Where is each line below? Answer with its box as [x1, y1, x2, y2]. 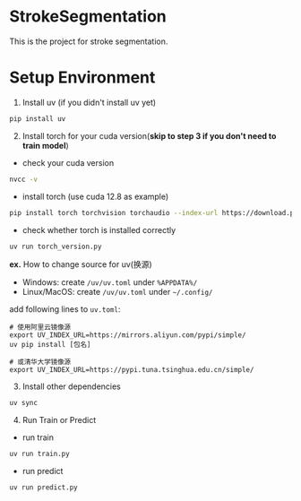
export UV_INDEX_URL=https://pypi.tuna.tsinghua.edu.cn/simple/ [9, 366, 254, 375]
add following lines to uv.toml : [9, 304, 121, 315]
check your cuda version [21, 157, 115, 168]
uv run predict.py [9, 483, 78, 492]
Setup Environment [9, 67, 156, 88]
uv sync [9, 399, 39, 408]
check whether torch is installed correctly [21, 224, 176, 235]
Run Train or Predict [21, 415, 97, 426]
